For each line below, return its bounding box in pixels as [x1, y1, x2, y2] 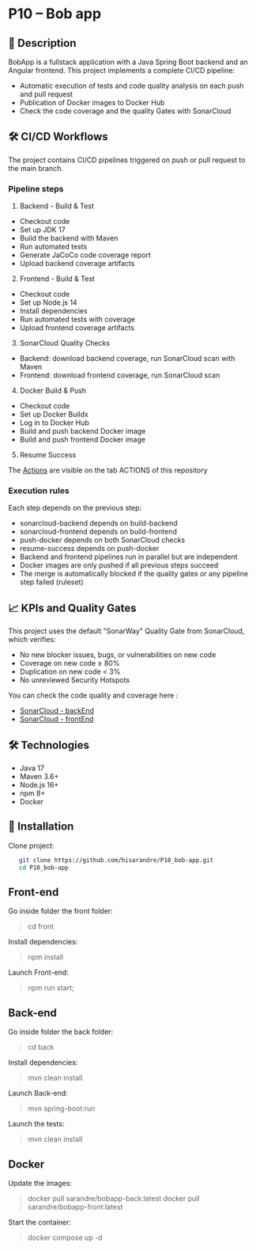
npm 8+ [19, 788, 46, 798]
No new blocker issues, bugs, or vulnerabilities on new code [19, 650, 216, 659]
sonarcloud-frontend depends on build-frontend [19, 527, 178, 537]
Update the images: [8, 1179, 73, 1188]
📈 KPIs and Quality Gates [8, 601, 137, 614]
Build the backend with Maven [19, 234, 119, 243]
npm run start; [27, 983, 74, 993]
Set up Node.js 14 [19, 298, 77, 307]
